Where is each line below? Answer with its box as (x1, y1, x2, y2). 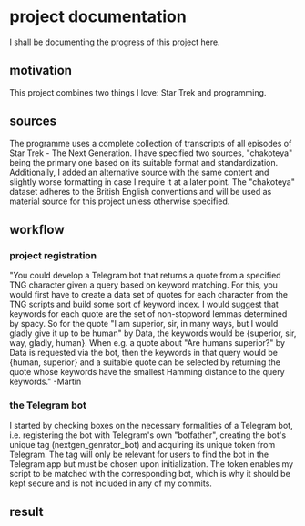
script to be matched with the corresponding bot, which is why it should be (9, 468, 291, 479)
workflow (9, 221, 65, 238)
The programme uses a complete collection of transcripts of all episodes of (9, 137, 292, 148)
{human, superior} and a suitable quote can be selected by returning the (9, 357, 280, 368)
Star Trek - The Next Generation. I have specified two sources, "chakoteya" (9, 147, 293, 158)
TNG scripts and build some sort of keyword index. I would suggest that (9, 298, 280, 310)
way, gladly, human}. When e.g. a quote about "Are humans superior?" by (9, 338, 285, 349)
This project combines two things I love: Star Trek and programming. (9, 86, 267, 97)
